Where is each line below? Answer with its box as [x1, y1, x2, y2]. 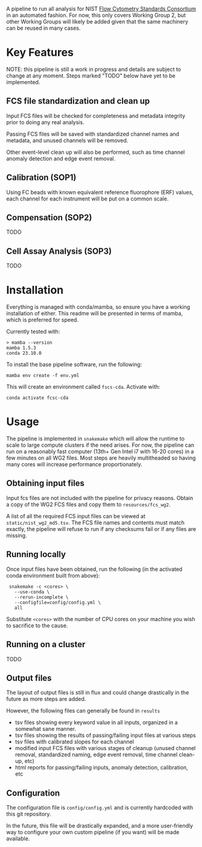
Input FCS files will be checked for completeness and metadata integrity [6, 112, 186, 119]
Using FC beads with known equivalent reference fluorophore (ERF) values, [6, 188, 194, 196]
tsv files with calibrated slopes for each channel [14, 738, 134, 745]
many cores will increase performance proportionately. [6, 461, 143, 468]
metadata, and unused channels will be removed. [6, 136, 128, 144]
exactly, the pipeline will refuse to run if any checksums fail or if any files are [6, 525, 197, 532]
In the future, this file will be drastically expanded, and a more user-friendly [6, 822, 194, 829]
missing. [6, 532, 27, 539]
